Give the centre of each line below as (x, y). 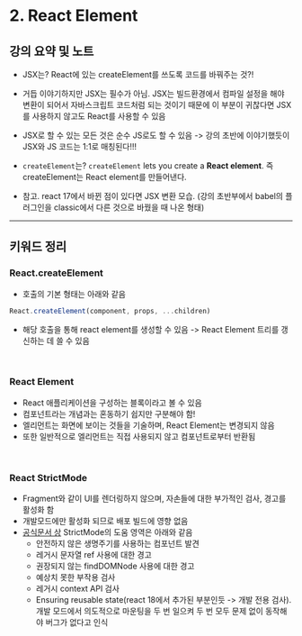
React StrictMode (49, 477)
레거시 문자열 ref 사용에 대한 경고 (94, 555)
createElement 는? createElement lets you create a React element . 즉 (148, 166)
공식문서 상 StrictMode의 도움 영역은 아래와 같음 (107, 532)
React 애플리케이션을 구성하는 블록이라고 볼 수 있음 (112, 403)
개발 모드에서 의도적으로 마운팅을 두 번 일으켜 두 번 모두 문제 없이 (149, 611)
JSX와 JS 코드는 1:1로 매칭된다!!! (80, 146)
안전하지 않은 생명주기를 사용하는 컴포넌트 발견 (117, 544)
